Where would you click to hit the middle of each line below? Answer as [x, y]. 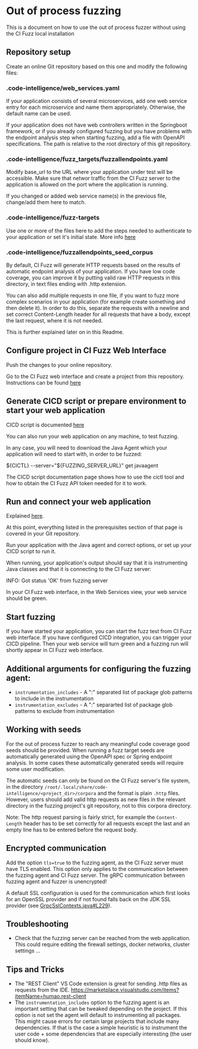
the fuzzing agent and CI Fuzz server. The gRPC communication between [95, 875]
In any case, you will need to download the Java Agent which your [87, 447]
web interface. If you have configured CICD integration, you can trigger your [99, 638]
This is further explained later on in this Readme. [65, 332]
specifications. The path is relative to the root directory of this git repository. [99, 144]
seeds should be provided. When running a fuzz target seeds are [85, 750]
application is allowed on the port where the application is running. [87, 185]
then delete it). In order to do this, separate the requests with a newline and [98, 308]
